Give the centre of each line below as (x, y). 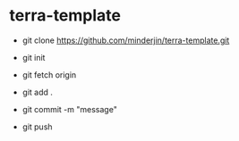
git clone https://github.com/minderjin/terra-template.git (126, 40)
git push (37, 127)
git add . (38, 92)
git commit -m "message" (70, 109)
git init (34, 57)
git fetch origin (49, 75)
